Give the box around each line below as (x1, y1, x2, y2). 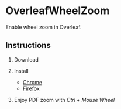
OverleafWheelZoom (5, 4, 110, 18)
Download (13, 56, 39, 63)
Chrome (22, 79, 42, 86)
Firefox (22, 85, 40, 92)
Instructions (5, 40, 51, 50)
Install (13, 67, 29, 74)
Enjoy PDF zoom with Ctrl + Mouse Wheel (13, 96, 115, 103)
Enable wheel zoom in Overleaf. (5, 23, 82, 30)
